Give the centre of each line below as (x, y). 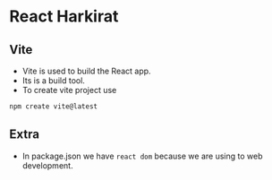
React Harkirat (64, 17)
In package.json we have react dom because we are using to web (142, 156)
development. (47, 165)
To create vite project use (69, 90)
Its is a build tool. (53, 81)
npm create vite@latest (54, 107)
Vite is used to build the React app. (86, 71)
